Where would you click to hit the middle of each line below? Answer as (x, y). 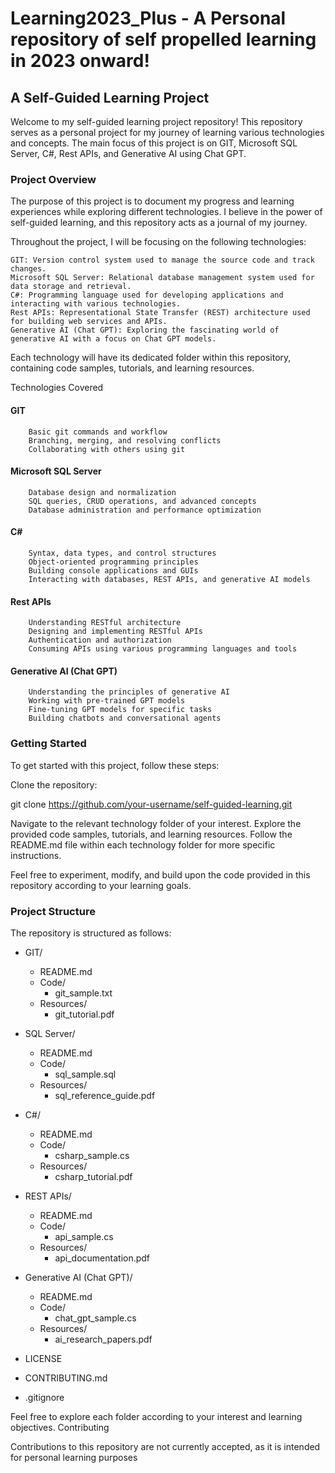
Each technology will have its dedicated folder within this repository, (151, 358)
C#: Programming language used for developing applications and (147, 295)
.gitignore (44, 1397)
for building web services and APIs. (89, 322)
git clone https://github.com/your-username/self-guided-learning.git (151, 804)
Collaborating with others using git (107, 449)
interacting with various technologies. (96, 304)
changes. (28, 269)
